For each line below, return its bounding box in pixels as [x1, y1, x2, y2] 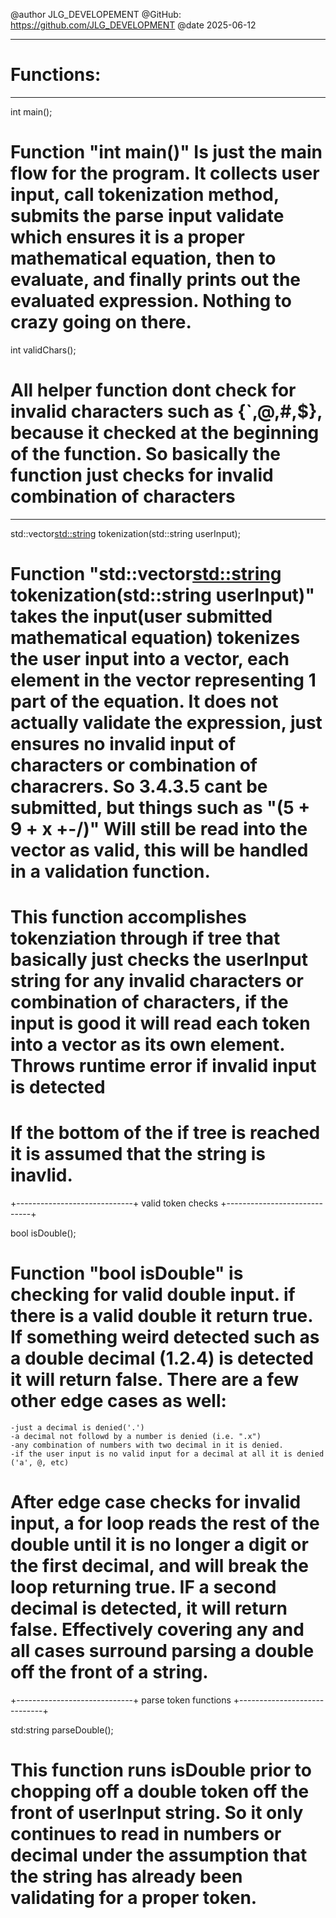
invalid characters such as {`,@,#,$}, [10, 400, 323, 423]
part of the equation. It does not [10, 690, 279, 713]
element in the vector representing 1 [10, 669, 317, 691]
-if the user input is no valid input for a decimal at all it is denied [10, 1449, 325, 1459]
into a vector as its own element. [10, 1034, 285, 1056]
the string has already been [10, 1865, 243, 1888]
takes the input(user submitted [10, 605, 273, 628]
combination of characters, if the [10, 991, 289, 1014]
